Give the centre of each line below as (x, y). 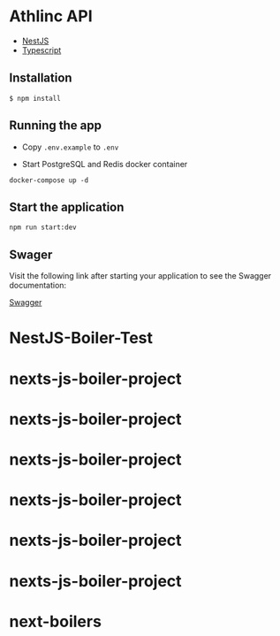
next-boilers (55, 621)
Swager (31, 254)
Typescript (42, 50)
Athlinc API (51, 16)
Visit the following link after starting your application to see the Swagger (140, 276)
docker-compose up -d (49, 180)
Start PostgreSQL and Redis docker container (105, 164)
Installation (41, 78)
